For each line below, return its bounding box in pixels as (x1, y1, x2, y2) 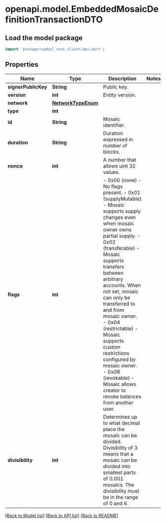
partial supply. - (103, 232, 141, 239)
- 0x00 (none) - (103, 176, 142, 183)
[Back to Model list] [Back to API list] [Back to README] (5, 513, 119, 519)
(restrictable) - (103, 325, 138, 332)
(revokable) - (103, 374, 135, 381)
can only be (103, 294, 130, 301)
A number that (103, 156, 136, 163)
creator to (103, 387, 126, 393)
